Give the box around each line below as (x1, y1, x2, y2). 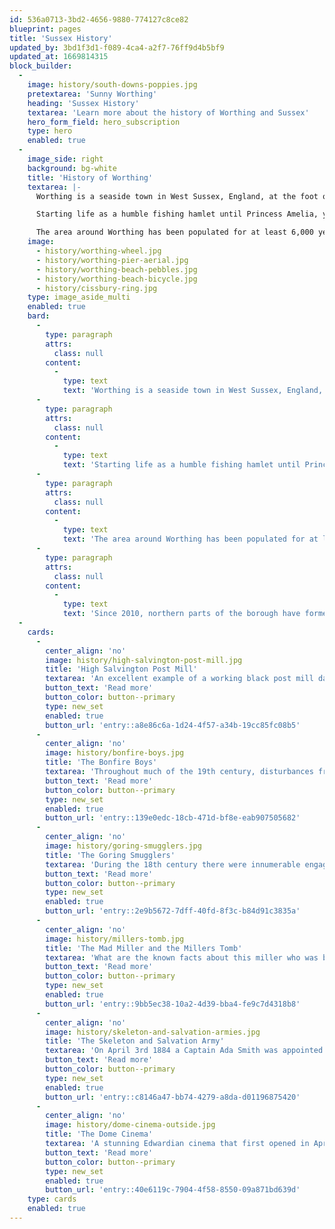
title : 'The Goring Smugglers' (45, 850, 176, 860)
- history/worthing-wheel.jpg (35, 246, 162, 256)
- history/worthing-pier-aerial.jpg (35, 255, 189, 265)
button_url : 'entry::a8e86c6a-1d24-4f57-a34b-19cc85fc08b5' (45, 720, 301, 730)
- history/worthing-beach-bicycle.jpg (35, 274, 198, 284)
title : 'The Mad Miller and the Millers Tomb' (45, 943, 243, 953)
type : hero (27, 126, 73, 136)
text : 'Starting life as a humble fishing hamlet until (62, 460, 301, 470)
